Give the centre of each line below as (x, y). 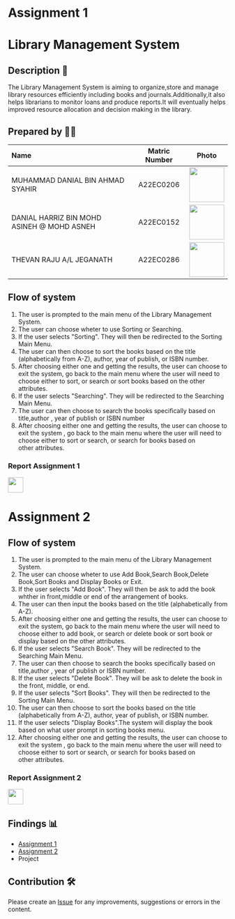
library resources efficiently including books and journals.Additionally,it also (116, 95)
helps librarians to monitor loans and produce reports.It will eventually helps (117, 102)
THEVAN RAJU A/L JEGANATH (62, 260)
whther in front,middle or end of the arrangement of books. (103, 597)
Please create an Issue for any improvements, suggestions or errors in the (114, 902)
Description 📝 (38, 70)
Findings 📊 (33, 824)
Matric (159, 151)
